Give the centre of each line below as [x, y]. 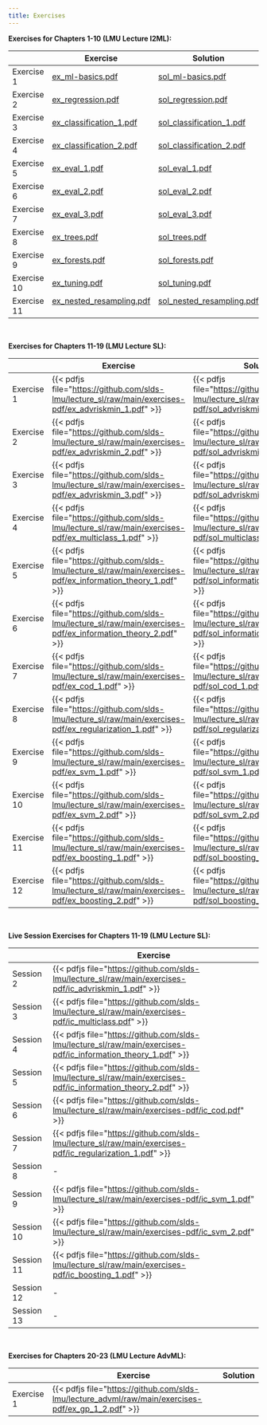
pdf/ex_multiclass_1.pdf [96, 537]
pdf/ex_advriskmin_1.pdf [98, 409]
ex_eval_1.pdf [77, 168]
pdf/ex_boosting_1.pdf [94, 857]
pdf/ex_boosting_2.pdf [94, 900]
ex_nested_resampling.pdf [101, 301]
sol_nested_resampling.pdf [209, 301]
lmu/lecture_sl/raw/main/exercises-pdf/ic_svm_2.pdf [152, 1231]
